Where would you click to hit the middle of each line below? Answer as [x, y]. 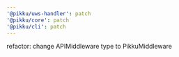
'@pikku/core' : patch [38, 20]
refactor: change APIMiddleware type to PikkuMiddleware [89, 47]
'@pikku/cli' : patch [37, 26]
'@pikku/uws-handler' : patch [49, 14]
